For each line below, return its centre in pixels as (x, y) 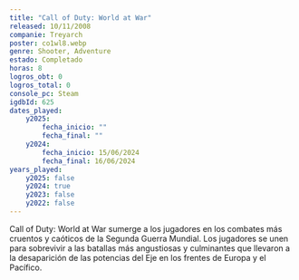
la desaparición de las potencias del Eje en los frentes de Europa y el (138, 257)
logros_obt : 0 (36, 77)
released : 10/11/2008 (50, 26)
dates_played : (36, 111)
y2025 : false (50, 178)
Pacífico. (26, 267)
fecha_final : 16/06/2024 (89, 161)
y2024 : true (48, 187)
